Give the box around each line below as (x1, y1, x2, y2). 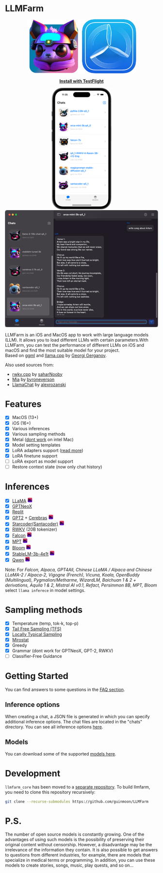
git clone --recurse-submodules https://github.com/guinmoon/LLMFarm (5, 799, 149, 804)
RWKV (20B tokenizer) (12, 526, 57, 532)
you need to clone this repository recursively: (5, 789, 96, 795)
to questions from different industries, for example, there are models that (5, 852, 150, 858)
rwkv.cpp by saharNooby (12, 371, 63, 377)
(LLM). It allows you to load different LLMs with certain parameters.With (5, 337, 149, 343)
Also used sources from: (5, 362, 54, 368)
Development (5, 768, 61, 779)
